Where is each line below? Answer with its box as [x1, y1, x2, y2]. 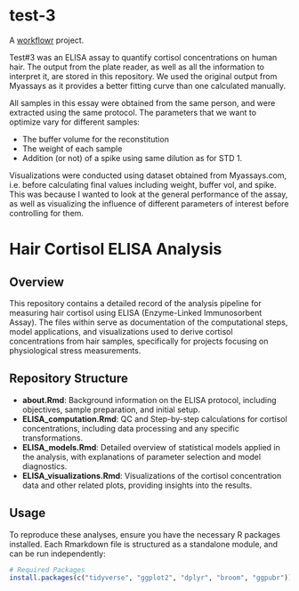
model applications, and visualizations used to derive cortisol [9, 326, 233, 336]
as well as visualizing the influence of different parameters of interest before [9, 198, 289, 209]
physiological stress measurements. [9, 344, 141, 356]
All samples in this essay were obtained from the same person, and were [9, 97, 276, 108]
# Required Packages [9, 565, 86, 574]
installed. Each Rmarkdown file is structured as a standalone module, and [9, 538, 279, 549]
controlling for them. [9, 207, 85, 218]
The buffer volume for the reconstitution [21, 134, 169, 144]
